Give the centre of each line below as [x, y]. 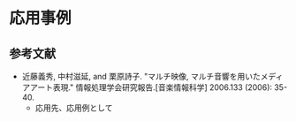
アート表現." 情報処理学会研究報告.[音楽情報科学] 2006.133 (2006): [151, 87]
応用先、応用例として [74, 108]
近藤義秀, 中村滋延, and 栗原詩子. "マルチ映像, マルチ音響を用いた [141, 76]
